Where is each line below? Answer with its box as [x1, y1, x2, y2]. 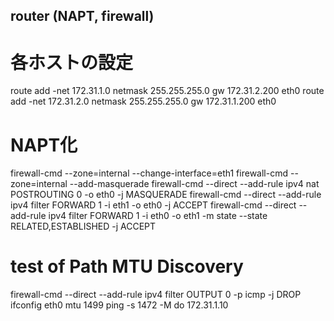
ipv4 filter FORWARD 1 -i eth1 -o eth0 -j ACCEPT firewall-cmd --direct [10, 199, 297, 211]
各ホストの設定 [10, 51, 134, 74]
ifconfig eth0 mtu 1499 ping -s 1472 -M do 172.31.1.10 [10, 299, 229, 311]
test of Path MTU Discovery [10, 255, 244, 278]
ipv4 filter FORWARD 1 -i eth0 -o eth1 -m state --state [48, 210, 268, 222]
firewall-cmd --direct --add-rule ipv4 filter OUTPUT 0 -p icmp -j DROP [10, 289, 302, 301]
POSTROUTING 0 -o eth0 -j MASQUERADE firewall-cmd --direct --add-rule [10, 189, 322, 201]
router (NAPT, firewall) [10, 8, 155, 25]
